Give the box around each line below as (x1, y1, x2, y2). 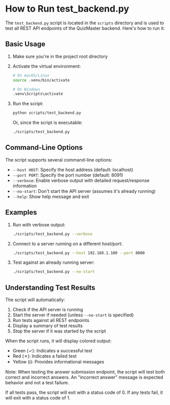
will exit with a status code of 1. (5, 395, 71, 401)
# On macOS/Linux (12, 73, 50, 78)
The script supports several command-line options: (5, 156, 113, 163)
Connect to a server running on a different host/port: (12, 240, 123, 247)
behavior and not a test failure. (5, 380, 70, 386)
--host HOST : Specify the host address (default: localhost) (12, 167, 133, 173)
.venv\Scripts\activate (12, 92, 63, 97)
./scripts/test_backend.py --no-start (12, 269, 95, 274)
